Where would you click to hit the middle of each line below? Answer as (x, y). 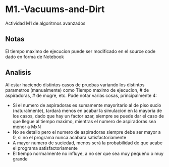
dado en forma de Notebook (35, 57)
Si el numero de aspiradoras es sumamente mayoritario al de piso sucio (87, 105)
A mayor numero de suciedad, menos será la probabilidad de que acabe (88, 143)
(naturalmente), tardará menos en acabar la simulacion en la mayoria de (87, 110)
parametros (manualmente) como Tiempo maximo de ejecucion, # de (77, 90)
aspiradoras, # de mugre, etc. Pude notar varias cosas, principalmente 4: (81, 95)
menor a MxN (27, 127)
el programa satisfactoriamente (45, 148)
